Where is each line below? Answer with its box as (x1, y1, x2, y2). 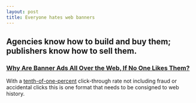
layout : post (6, 8, 39, 15)
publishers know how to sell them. (6, 46, 137, 56)
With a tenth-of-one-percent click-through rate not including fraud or (6, 77, 177, 84)
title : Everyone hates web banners (6, 14, 95, 20)
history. (6, 90, 25, 98)
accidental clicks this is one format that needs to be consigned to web (6, 84, 180, 91)
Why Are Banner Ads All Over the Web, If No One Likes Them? (6, 63, 190, 72)
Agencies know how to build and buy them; (6, 37, 171, 47)
